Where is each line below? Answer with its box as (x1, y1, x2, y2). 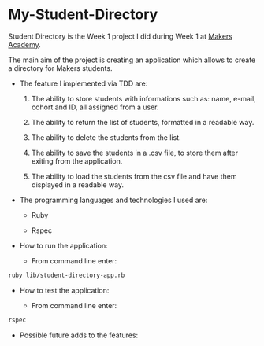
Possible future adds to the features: (19, 330, 139, 340)
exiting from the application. (31, 156, 123, 166)
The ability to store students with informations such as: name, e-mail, (31, 94, 256, 103)
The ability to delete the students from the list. (31, 132, 181, 142)
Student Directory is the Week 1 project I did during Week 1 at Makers (8, 31, 232, 41)
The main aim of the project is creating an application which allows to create (8, 55, 256, 64)
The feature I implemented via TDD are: (19, 79, 148, 88)
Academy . (8, 39, 41, 49)
